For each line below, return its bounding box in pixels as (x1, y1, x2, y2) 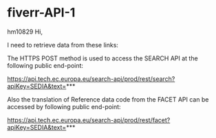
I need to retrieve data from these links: (7, 41, 119, 49)
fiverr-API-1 (7, 5, 76, 21)
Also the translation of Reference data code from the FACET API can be (7, 95, 209, 104)
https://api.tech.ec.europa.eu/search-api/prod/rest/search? (7, 74, 175, 83)
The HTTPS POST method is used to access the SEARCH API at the (7, 54, 198, 62)
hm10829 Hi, (7, 27, 43, 36)
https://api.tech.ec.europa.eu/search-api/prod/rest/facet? (7, 115, 171, 124)
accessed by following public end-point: (7, 102, 122, 111)
